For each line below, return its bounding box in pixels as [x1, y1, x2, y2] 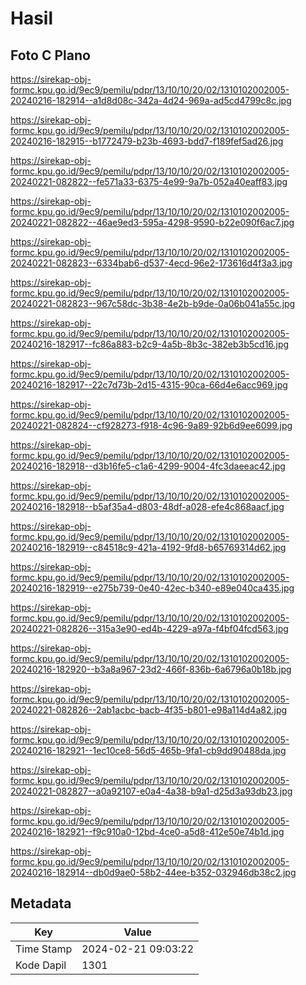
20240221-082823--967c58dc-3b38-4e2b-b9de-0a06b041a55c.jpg [10, 298, 296, 309]
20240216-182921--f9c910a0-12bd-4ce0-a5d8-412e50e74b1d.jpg [10, 826, 285, 837]
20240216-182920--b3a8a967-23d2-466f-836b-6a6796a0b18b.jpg [10, 663, 292, 675]
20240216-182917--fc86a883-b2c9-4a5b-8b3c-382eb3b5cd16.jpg [10, 338, 290, 350]
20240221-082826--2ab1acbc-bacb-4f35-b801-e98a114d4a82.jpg [10, 704, 288, 716]
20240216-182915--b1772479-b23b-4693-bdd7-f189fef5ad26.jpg [10, 135, 284, 147]
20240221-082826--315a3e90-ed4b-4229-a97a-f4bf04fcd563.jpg [10, 623, 289, 634]
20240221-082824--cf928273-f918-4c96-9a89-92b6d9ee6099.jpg [10, 420, 293, 431]
